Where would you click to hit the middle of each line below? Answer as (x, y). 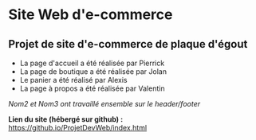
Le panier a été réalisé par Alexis (73, 80)
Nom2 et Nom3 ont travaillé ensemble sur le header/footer (104, 104)
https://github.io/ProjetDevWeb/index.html (78, 128)
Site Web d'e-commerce (91, 15)
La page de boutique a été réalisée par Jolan (93, 72)
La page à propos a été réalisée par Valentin (92, 88)
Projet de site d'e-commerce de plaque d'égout (128, 44)
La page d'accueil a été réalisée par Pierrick (92, 63)
